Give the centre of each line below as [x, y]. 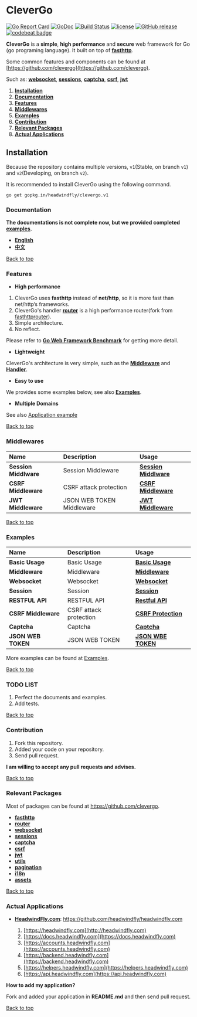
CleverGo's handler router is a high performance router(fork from [94, 311]
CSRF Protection [159, 613]
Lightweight [30, 352]
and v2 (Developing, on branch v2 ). [47, 173]
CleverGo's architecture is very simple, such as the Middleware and [88, 363]
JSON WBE [151, 636]
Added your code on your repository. [59, 749]
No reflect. [28, 329]
